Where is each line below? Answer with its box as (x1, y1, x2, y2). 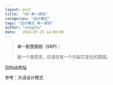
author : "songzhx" (5, 25, 42, 30)
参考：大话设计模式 (5, 75, 44, 80)
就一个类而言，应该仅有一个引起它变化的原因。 (16, 54, 111, 60)
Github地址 (5, 64, 27, 70)
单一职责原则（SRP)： (16, 44, 62, 49)
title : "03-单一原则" (5, 12, 48, 17)
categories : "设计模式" (5, 16, 50, 21)
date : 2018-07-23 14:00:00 (5, 30, 64, 34)
